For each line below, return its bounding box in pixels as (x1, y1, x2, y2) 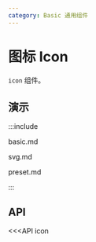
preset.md (8, 167, 42, 177)
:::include (8, 122, 39, 131)
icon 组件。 (8, 75, 46, 85)
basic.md (8, 137, 39, 146)
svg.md (8, 152, 33, 162)
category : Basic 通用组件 (8, 11, 89, 20)
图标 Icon (8, 48, 68, 65)
